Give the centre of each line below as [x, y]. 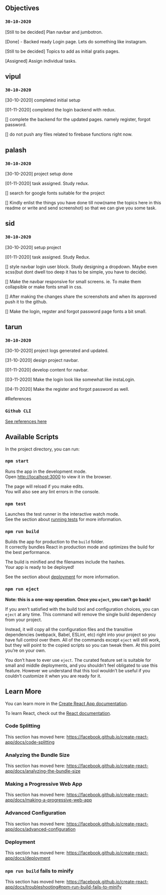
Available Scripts [32, 437]
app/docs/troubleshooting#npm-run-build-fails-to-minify [63, 887]
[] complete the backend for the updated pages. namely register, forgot [78, 119]
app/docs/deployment [28, 858]
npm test [16, 504]
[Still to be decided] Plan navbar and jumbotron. [54, 32]
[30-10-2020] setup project [33, 247]
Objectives [22, 8]
